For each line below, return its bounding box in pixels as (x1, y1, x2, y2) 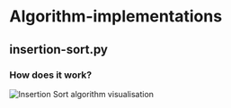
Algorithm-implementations (9, 6, 223, 27)
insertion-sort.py (9, 42, 108, 57)
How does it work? (9, 69, 93, 81)
